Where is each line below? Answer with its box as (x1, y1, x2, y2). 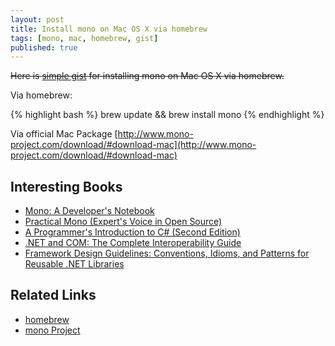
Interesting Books (10, 178, 123, 195)
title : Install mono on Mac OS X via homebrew (10, 24, 208, 34)
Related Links (10, 287, 97, 304)
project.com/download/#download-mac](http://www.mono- (10, 139, 257, 151)
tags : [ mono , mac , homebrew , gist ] (10, 33, 159, 43)
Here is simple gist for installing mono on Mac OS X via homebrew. (10, 70, 285, 82)
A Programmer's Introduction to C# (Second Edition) (24, 226, 241, 238)
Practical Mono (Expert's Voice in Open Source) (24, 216, 223, 228)
